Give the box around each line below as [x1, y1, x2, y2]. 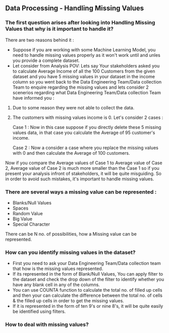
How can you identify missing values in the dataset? [5, 249, 136, 256]
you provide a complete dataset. [12, 57, 80, 63]
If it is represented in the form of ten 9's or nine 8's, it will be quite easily [12, 303, 163, 309]
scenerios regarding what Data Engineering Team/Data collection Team [12, 89, 161, 95]
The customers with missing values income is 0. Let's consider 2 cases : [12, 114, 163, 120]
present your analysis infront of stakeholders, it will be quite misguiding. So [5, 170, 161, 176]
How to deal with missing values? [5, 321, 89, 328]
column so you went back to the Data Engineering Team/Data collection [12, 79, 162, 85]
